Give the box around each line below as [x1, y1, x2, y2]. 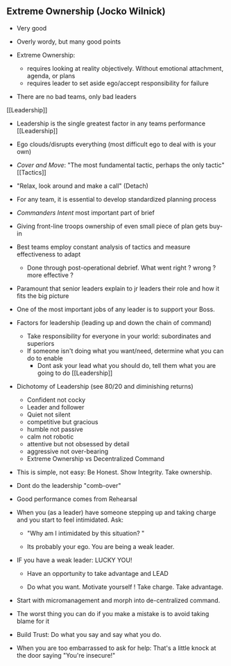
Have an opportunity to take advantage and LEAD [26, 569, 169, 577]
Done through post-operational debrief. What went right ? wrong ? [26, 263, 216, 272]
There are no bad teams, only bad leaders [16, 92, 137, 100]
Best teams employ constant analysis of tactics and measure [16, 243, 191, 251]
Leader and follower [26, 403, 85, 411]
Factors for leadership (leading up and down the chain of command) [16, 318, 212, 326]
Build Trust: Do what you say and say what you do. [16, 630, 162, 638]
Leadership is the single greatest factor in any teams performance [16, 119, 206, 128]
